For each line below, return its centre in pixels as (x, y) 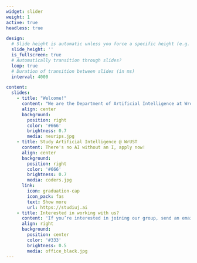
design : (16, 39)
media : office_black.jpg (57, 251)
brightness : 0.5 (47, 245)
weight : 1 (18, 17)
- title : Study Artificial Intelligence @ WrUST (77, 142)
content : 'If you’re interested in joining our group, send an (101, 218)
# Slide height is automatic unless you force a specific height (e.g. (101, 44)
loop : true (25, 66)
